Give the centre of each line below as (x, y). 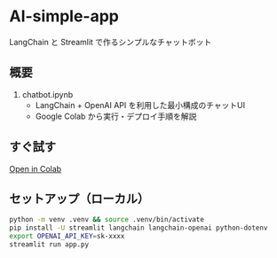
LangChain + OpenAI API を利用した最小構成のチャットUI (140, 105)
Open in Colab (36, 168)
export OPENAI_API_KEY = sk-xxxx (67, 237)
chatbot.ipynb (47, 94)
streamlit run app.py (49, 245)
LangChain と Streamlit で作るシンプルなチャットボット (111, 42)
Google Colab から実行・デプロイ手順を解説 (116, 116)
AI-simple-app (64, 16)
